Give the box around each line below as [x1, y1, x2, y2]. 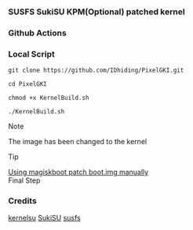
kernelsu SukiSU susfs [8, 213, 81, 223]
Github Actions [8, 27, 67, 38]
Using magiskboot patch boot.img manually [8, 168, 149, 177]
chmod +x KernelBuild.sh [8, 94, 89, 102]
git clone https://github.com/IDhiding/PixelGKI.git [8, 66, 184, 75]
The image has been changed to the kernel [8, 137, 147, 147]
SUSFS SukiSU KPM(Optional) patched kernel [8, 6, 186, 17]
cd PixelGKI [8, 80, 47, 88]
